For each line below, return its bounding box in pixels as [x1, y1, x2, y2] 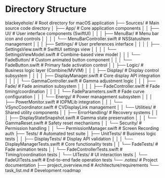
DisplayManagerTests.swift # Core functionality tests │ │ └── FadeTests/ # [5, 141, 158, 147]
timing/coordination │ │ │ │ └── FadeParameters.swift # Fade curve [5, 88, 145, 94]
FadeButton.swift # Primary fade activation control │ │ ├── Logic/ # [5, 62, 144, 68]
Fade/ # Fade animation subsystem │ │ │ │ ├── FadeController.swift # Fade [5, 83, 160, 89]
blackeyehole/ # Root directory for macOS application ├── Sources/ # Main [5, 20, 160, 26]
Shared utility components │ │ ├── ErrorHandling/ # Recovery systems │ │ [5, 109, 159, 115]
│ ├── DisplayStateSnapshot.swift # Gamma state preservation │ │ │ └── [5, 115, 157, 120]
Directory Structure [5, 3, 87, 15]
